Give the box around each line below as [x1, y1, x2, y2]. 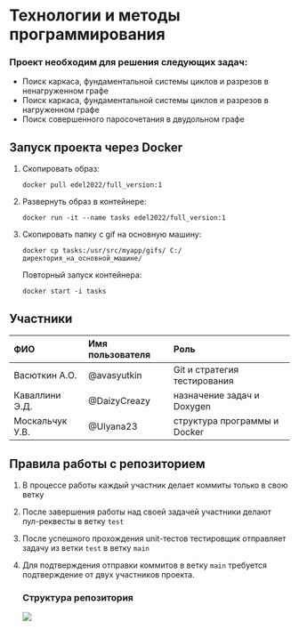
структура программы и [173, 415, 279, 427]
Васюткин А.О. [13, 369, 77, 382]
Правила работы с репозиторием [9, 456, 206, 472]
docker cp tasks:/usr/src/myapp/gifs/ [21, 246, 166, 255]
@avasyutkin [87, 369, 142, 382]
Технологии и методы [9, 5, 181, 26]
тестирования [173, 375, 234, 387]
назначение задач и [173, 389, 260, 401]
